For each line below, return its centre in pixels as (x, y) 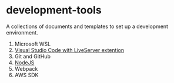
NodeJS (24, 63)
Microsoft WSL (33, 44)
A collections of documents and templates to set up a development (87, 26)
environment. (22, 32)
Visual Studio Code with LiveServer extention (69, 50)
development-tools (54, 10)
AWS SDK (26, 75)
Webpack (26, 68)
